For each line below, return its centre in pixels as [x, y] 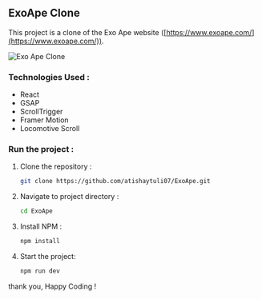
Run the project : [41, 149]
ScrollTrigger [41, 112]
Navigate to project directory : [69, 197]
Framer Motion [44, 120]
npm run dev [40, 271]
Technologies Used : [49, 77]
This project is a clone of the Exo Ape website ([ [87, 32]
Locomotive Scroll [50, 129]
